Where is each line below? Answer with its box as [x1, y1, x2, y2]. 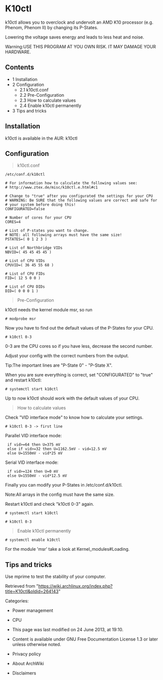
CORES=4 [5, 220, 21, 225]
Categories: [5, 598, 29, 604]
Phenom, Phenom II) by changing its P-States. [5, 24, 98, 30]
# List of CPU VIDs [5, 259, 45, 264]
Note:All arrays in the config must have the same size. [5, 491, 115, 497]
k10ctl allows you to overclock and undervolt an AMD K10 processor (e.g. [5, 19, 154, 25]
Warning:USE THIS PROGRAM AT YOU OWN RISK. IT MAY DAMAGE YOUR [5, 43, 156, 49]
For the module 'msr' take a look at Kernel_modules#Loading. [5, 546, 130, 552]
